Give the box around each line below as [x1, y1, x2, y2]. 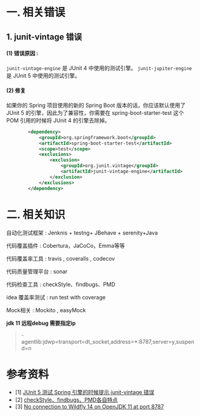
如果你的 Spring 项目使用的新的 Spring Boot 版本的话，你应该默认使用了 [6, 101, 186, 109]
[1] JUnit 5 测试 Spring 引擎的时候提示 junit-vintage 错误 [15, 389, 155, 396]
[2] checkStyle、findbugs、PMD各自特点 [15, 396, 118, 404]
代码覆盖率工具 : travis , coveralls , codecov [6, 254, 115, 262]
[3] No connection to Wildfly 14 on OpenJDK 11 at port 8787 [15, 403, 164, 411]
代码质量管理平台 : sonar [6, 268, 68, 275]
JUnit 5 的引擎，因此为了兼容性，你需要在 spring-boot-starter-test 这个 [6, 109, 184, 116]
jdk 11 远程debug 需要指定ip [6, 319, 76, 327]
